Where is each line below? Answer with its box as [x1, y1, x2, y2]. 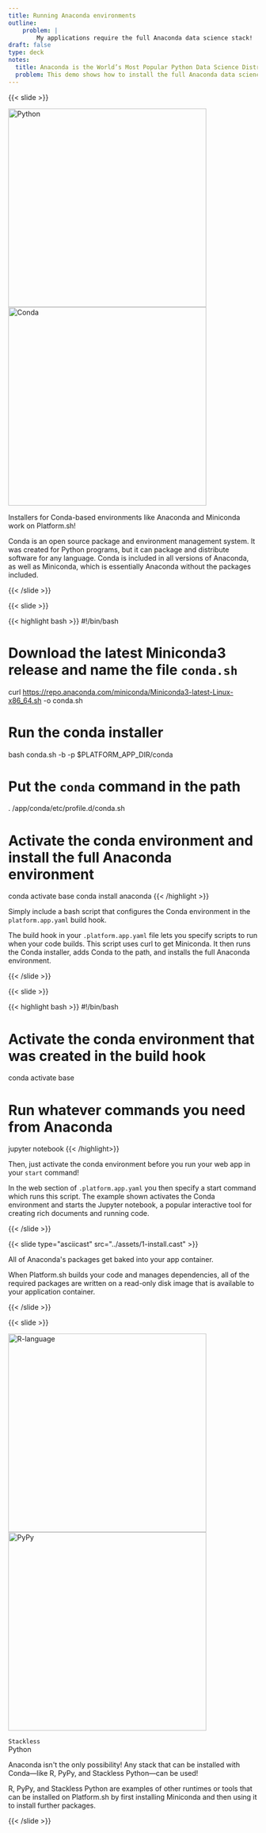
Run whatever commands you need [8, 1101, 245, 1119]
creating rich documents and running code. [8, 1209, 150, 1218]
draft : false [8, 41, 51, 49]
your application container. [8, 1287, 96, 1297]
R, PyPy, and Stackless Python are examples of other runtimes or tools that [8, 1784, 253, 1793]
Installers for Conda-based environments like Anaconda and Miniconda [8, 512, 241, 522]
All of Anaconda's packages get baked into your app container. [8, 1255, 214, 1264]
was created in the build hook [8, 1047, 206, 1065]
